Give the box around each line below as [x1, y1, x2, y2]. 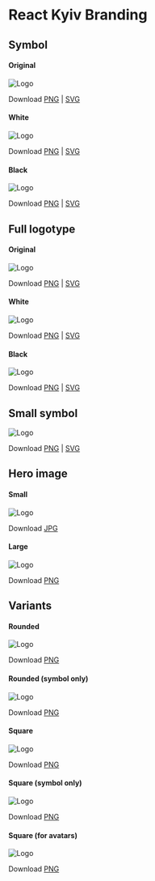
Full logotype [8, 222, 76, 236]
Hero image [8, 467, 68, 481]
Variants [8, 599, 52, 613]
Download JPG [8, 523, 58, 533]
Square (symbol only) [8, 778, 82, 788]
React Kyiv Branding [8, 6, 148, 24]
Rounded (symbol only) [8, 674, 89, 683]
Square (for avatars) [8, 830, 78, 840]
